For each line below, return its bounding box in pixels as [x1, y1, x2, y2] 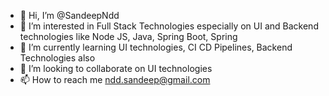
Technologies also [19, 52, 96, 64]
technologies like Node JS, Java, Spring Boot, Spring [19, 31, 238, 42]
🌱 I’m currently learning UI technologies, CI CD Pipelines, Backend [19, 41, 293, 53]
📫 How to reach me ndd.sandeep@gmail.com [19, 74, 211, 85]
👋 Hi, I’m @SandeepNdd [19, 10, 120, 21]
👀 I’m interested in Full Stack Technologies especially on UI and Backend [19, 20, 319, 32]
